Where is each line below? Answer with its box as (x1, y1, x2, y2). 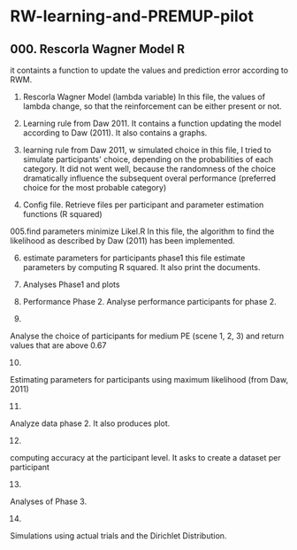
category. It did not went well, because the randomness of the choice (22, 164, 277, 174)
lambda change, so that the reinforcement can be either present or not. (22, 101, 282, 112)
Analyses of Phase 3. (10, 496, 88, 507)
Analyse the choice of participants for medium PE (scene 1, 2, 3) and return (10, 330, 285, 341)
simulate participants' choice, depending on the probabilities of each (22, 154, 274, 165)
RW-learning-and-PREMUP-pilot (10, 6, 255, 27)
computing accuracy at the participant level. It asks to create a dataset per (10, 453, 281, 462)
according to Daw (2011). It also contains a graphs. (22, 128, 208, 138)
